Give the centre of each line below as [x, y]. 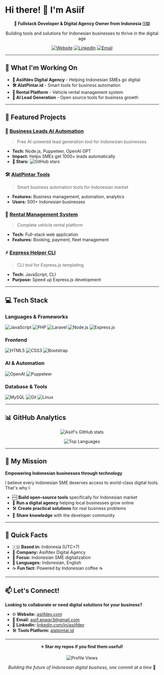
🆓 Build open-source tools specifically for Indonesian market [75, 497]
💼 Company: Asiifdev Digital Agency [49, 552]
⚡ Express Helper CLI [31, 253]
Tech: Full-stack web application [45, 234]
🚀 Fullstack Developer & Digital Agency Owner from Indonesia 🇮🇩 [82, 23]
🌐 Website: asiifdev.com [37, 614]
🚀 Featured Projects [36, 117]
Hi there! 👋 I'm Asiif [45, 10]
